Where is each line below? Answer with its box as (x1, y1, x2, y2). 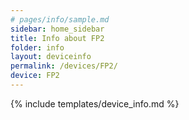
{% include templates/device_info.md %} (10, 97, 180, 110)
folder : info (10, 42, 65, 53)
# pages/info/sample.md (10, 14, 110, 25)
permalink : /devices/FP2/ (10, 61, 118, 71)
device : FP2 (10, 71, 60, 81)
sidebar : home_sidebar (10, 24, 105, 34)
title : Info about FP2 (10, 33, 105, 43)
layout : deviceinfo (10, 52, 92, 62)
